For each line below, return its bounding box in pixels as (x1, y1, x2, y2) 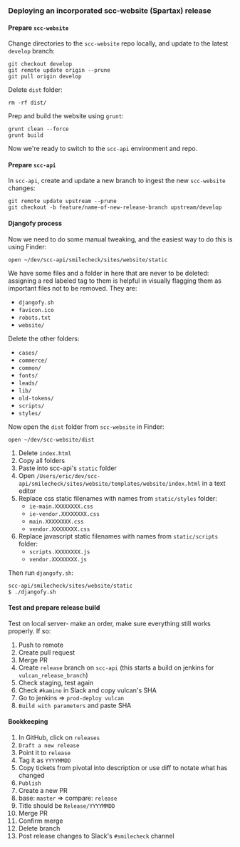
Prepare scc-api (8, 160, 56, 169)
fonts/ (18, 372, 38, 379)
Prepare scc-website (8, 24, 69, 32)
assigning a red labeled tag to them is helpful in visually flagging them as (8, 276, 221, 285)
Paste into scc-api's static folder (18, 464, 117, 472)
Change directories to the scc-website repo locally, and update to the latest (8, 39, 229, 48)
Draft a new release (18, 742, 80, 749)
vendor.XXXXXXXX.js (28, 556, 88, 563)
